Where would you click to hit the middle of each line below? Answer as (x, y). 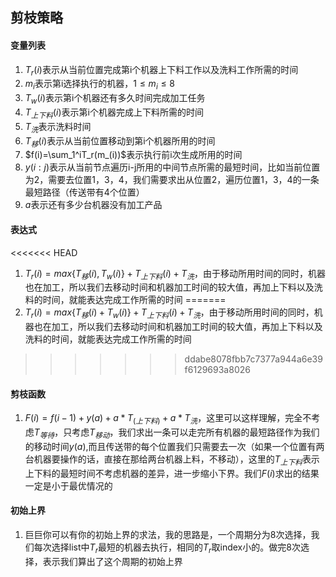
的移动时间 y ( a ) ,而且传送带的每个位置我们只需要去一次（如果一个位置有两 (174, 446)
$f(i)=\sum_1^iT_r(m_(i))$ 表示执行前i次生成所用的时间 (133, 155)
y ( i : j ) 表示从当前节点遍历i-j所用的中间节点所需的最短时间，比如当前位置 (172, 167)
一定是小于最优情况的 (68, 485)
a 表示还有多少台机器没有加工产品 (93, 205)
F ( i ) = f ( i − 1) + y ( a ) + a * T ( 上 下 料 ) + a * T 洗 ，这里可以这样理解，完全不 (168, 419)
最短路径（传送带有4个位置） (84, 192)
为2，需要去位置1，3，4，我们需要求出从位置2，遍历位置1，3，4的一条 (172, 180)
